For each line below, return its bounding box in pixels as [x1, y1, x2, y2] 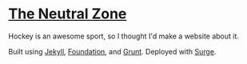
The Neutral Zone [8, 5, 127, 23]
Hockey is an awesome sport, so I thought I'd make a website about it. [8, 31, 240, 41]
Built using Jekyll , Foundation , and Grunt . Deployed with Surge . [8, 46, 217, 56]
